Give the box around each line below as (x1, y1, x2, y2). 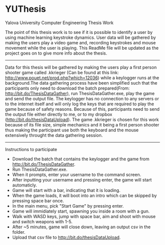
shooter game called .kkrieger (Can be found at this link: (5, 69, 119, 75)
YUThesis (5, 3, 46, 15)
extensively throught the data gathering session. (5, 132, 103, 138)
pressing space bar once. (12, 198, 64, 204)
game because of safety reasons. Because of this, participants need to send (5, 106, 160, 112)
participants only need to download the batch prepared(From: (5, 85, 130, 91)
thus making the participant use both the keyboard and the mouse (5, 127, 139, 133)
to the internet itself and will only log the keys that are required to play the (5, 101, 154, 107)
